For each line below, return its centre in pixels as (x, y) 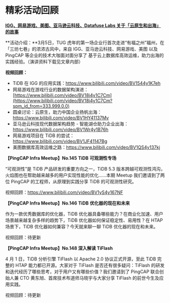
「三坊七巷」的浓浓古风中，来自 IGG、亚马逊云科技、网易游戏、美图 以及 (82, 49)
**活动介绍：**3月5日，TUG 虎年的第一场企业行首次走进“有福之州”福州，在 (85, 42)
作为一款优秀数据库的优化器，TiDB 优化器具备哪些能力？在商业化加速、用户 (84, 214)
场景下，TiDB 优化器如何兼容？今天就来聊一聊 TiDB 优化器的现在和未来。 (82, 226)
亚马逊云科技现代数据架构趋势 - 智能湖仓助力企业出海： (71, 124)
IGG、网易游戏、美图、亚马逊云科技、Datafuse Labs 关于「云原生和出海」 (83, 25)
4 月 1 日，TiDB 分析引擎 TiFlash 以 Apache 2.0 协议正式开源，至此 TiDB (81, 259)
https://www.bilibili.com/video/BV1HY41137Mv (61, 118)
